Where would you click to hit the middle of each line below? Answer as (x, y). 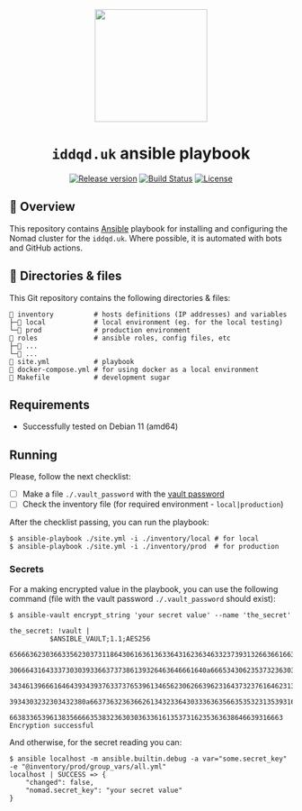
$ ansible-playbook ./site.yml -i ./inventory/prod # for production (144, 547)
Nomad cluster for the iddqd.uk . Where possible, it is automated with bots (146, 238)
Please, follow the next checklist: (70, 477)
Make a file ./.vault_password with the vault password (123, 494)
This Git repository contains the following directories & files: (120, 297)
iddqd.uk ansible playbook (151, 154)
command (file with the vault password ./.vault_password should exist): (142, 598)
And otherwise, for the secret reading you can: (96, 742)
